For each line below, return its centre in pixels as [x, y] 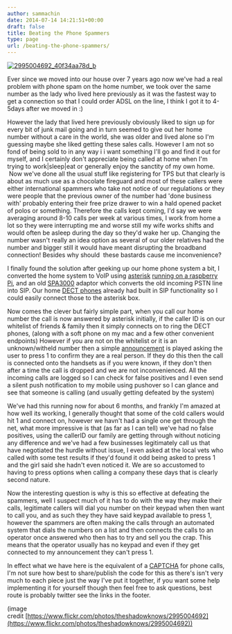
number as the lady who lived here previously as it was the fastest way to [112, 94]
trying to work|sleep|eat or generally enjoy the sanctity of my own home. [111, 166]
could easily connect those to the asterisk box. [74, 298]
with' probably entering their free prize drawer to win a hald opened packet [114, 203]
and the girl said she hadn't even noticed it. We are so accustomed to [106, 465]
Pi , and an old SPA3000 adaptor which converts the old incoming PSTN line [115, 283]
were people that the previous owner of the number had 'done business [109, 196]
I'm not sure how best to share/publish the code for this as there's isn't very [115, 573]
